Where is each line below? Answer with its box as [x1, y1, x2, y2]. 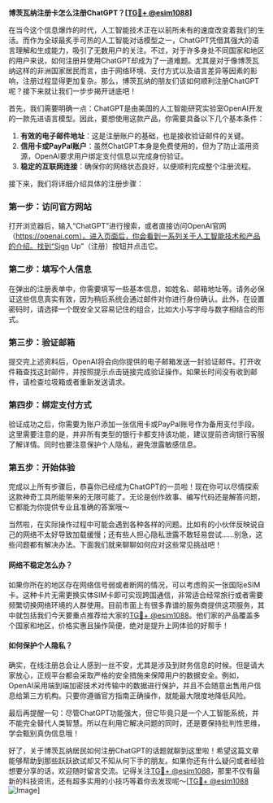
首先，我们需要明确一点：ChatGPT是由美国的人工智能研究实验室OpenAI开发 [8, 103, 263, 113]
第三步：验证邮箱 [8, 337, 76, 348]
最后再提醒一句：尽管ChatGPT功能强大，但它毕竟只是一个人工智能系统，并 [8, 708, 260, 718]
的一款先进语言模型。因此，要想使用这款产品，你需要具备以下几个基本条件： [8, 114, 265, 123]
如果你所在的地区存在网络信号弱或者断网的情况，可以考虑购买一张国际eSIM [8, 579, 261, 589]
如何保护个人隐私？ [8, 640, 73, 650]
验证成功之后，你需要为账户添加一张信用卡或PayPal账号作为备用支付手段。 [8, 419, 259, 430]
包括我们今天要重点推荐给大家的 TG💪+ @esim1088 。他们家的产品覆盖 [22, 610, 253, 620]
